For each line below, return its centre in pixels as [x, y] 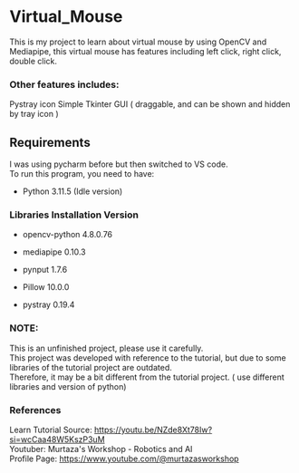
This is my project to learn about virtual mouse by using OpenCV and [138, 42]
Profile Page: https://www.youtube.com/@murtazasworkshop [124, 459]
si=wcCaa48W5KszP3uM [58, 439]
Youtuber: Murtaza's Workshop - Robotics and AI [101, 449]
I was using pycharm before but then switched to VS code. [119, 164]
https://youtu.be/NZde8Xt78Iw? [153, 430]
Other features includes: [64, 84]
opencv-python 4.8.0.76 [68, 235]
